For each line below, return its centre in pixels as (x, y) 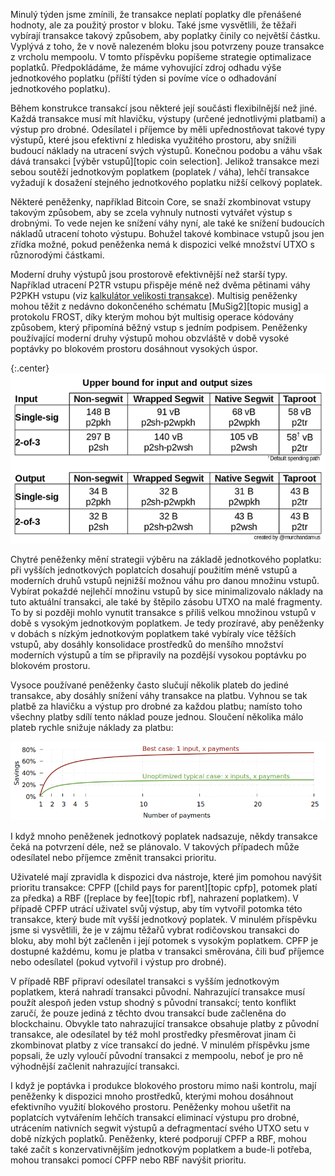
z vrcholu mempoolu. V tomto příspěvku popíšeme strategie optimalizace (161, 57)
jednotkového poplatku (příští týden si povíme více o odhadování (143, 78)
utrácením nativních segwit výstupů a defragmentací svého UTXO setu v (160, 1128)
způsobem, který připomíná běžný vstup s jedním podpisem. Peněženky (159, 327)
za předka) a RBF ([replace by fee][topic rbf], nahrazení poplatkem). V (155, 898)
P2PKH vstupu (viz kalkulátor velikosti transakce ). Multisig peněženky (154, 295)
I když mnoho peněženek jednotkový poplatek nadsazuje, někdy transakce (164, 836)
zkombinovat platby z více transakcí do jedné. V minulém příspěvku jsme (160, 1045)
